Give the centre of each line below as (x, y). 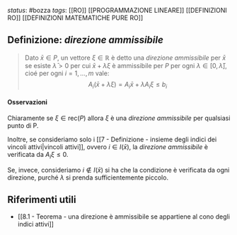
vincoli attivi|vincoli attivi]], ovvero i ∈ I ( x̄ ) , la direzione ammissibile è (108, 147)
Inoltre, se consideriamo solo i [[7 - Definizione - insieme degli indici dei (112, 139)
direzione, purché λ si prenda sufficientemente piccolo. (88, 177)
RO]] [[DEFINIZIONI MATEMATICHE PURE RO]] (75, 18)
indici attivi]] (36, 224)
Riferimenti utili (42, 200)
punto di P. (23, 125)
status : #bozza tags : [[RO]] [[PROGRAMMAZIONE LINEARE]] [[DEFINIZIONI (117, 10)
